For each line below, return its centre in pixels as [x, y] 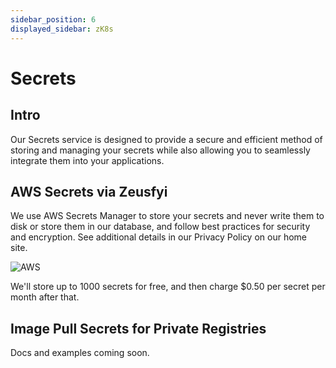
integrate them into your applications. [87, 160]
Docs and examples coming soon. [80, 353]
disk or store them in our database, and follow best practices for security [160, 227]
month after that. [45, 297]
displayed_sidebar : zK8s [62, 29]
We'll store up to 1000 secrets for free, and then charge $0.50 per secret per [168, 287]
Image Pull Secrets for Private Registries [138, 328]
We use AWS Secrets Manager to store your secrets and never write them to [167, 216]
